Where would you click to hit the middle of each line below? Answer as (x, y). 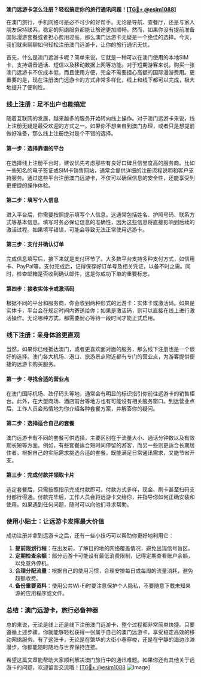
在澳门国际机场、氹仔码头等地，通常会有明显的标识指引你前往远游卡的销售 (98, 393)
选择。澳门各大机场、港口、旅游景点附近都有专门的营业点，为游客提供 (103, 356)
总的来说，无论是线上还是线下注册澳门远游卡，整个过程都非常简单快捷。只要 (100, 624)
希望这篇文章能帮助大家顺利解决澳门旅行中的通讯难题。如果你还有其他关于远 (100, 660)
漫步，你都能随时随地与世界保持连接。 (53, 647)
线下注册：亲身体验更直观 (43, 335)
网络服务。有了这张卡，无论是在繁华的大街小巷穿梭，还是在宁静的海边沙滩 (103, 639)
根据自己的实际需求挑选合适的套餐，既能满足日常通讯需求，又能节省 (106, 452)
